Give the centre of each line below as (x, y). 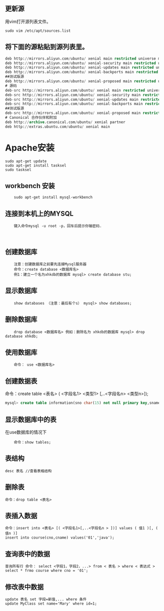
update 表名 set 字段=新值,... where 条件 (46, 599)
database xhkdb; (21, 336)
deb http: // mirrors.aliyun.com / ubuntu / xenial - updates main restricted (79, 67)
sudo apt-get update (26, 161)
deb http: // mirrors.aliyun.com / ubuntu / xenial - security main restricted (81, 63)
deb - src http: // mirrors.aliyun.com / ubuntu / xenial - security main (73, 95)
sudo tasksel (18, 170)
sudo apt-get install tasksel (36, 165)
